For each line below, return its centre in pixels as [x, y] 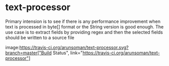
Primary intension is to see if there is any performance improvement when [83, 21]
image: [12, 47]
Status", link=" [68, 53]
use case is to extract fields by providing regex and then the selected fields [84, 32]
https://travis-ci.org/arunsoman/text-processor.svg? [74, 47]
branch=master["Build [29, 53]
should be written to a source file [40, 38]
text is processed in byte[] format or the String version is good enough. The [84, 26]
